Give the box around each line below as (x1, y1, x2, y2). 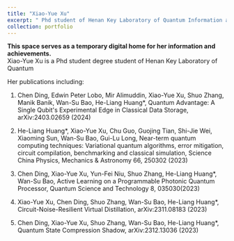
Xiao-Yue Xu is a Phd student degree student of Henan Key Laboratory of (7, 57, 218, 65)
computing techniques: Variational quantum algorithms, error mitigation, (17, 142, 224, 150)
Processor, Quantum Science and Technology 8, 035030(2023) (17, 185, 200, 193)
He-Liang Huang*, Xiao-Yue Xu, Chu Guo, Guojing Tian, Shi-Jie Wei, (17, 126, 212, 135)
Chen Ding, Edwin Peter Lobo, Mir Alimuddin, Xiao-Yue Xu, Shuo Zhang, (17, 91, 224, 99)
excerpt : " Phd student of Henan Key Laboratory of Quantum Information (7, 17, 223, 24)
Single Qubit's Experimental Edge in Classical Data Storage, (17, 106, 189, 115)
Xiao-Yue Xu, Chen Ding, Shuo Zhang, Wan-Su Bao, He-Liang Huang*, (17, 198, 219, 206)
